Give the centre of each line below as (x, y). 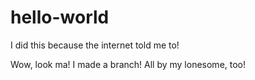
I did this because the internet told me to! (95, 45)
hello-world (60, 17)
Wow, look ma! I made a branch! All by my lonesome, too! (128, 64)
